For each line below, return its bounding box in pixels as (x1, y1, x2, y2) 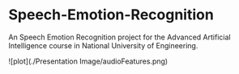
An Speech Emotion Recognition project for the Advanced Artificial (8, 32, 231, 42)
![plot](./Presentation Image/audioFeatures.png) (8, 56, 169, 66)
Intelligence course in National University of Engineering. (8, 40, 198, 50)
